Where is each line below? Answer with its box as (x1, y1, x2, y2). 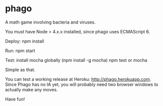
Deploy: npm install (5, 38, 44, 44)
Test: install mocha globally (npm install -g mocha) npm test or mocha (5, 57, 147, 63)
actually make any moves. (5, 86, 58, 92)
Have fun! (5, 96, 25, 102)
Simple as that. (5, 67, 36, 73)
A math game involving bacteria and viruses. (5, 19, 96, 25)
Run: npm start (5, 48, 36, 53)
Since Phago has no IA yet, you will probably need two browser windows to (5, 81, 159, 87)
